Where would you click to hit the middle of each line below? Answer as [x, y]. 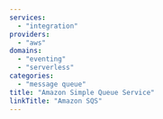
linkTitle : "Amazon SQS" [56, 101]
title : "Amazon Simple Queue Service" [82, 92]
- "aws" [32, 42]
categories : [32, 76]
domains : [26, 51]
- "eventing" [42, 59]
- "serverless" [46, 68]
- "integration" [48, 26]
